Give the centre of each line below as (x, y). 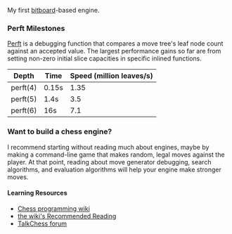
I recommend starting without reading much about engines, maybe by (108, 147)
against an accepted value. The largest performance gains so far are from (114, 51)
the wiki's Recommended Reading (67, 216)
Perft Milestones (36, 28)
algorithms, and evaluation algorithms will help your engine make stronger (114, 169)
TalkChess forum (42, 223)
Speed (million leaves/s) (111, 76)
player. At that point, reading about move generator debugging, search (109, 162)
